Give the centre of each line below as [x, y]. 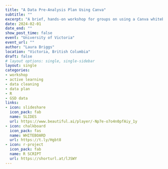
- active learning [24, 79]
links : [12, 103]
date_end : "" [19, 28]
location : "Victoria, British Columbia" [48, 51]
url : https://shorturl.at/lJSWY [43, 158]
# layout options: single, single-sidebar [50, 61]
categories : [17, 70]
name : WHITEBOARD [28, 135]
